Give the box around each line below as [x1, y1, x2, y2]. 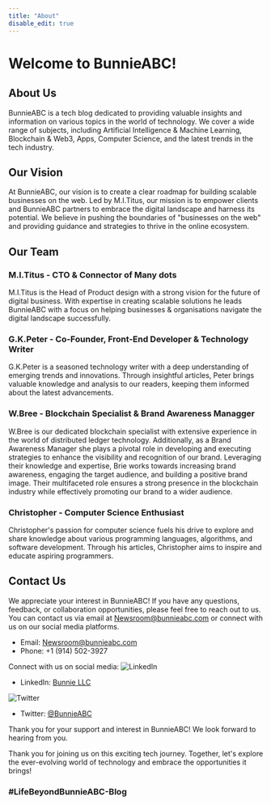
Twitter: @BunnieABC [19, 709, 92, 718]
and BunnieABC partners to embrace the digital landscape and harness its [8, 204, 255, 214]
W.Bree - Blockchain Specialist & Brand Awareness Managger [8, 408, 256, 419]
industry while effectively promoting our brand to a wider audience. [8, 486, 233, 496]
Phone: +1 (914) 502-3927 [19, 646, 108, 655]
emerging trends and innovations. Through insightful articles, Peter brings [8, 371, 255, 380]
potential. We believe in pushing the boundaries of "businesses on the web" [8, 213, 261, 222]
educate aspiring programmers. [8, 551, 114, 561]
